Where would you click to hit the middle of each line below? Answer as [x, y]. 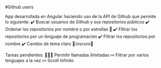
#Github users [19, 7]
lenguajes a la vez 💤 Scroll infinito [40, 60]
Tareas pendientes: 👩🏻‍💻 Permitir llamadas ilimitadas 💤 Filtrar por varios [77, 55]
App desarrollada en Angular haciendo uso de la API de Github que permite [80, 16]
